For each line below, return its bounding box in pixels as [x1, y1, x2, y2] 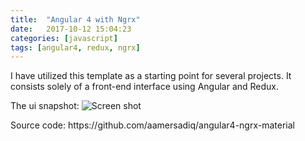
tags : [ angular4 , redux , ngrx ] [10, 42, 141, 53]
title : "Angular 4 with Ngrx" [10, 14, 141, 25]
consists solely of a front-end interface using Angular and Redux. [10, 81, 280, 93]
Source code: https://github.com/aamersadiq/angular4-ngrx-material [10, 119, 295, 131]
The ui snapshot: [10, 100, 80, 112]
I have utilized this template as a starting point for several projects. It [10, 70, 292, 82]
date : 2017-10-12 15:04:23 [10, 24, 132, 34]
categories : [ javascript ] [10, 33, 118, 43]
